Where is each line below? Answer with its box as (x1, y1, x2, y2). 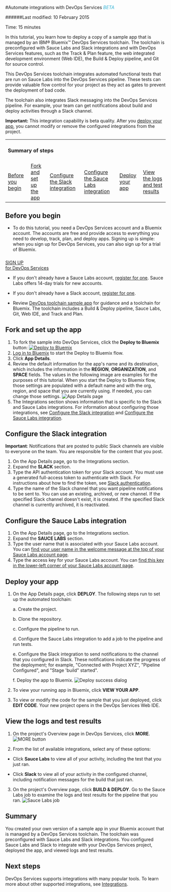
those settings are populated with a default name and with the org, (12, 382, 153, 388)
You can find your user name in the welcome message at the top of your (12, 546, 164, 553)
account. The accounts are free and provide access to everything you (12, 230, 159, 237)
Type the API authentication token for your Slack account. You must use (12, 469, 164, 476)
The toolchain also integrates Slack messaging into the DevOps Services (5, 97, 158, 103)
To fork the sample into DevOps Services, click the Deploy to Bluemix (12, 339, 159, 345)
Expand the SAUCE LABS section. (12, 535, 84, 542)
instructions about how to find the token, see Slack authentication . (12, 480, 152, 486)
